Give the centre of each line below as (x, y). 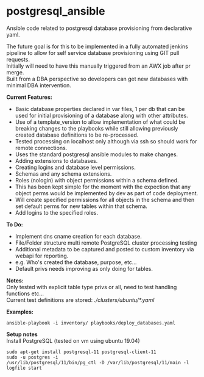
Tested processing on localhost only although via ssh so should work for (106, 141)
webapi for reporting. (42, 256)
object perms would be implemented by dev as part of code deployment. (107, 193)
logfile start (24, 368)
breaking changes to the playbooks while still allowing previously (97, 128)
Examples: (20, 312)
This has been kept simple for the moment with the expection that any (103, 187)
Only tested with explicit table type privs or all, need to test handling (92, 287)
